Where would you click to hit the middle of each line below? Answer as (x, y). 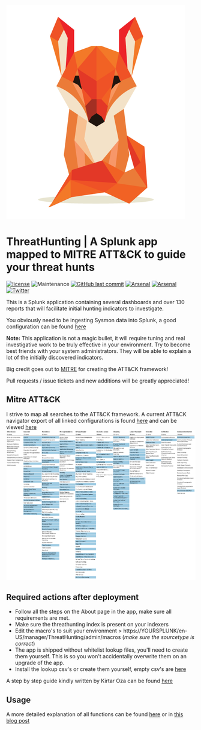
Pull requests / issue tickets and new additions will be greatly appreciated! (98, 381)
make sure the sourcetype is (159, 637)
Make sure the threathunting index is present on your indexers (92, 625)
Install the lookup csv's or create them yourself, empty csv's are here (100, 669)
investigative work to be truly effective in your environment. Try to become (98, 345)
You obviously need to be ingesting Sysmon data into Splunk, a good (91, 320)
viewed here (22, 427)
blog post (18, 720)
